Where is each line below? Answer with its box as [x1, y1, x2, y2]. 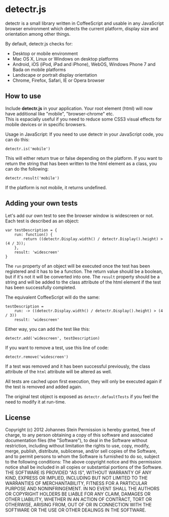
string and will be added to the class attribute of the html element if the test [5, 279, 161, 285]
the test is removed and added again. [5, 383, 82, 389]
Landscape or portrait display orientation [12, 72, 97, 78]
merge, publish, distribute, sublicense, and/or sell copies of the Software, [5, 448, 157, 454]
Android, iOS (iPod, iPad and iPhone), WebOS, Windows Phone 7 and [12, 61, 156, 67]
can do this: [5, 136, 30, 142]
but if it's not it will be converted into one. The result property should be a [5, 273, 160, 279]
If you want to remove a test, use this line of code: [5, 344, 109, 351]
